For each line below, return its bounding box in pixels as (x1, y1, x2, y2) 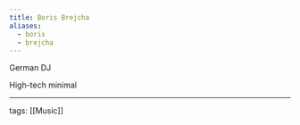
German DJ (9, 62, 52, 73)
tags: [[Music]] (9, 105, 64, 116)
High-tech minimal (9, 79, 78, 90)
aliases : (9, 21, 42, 30)
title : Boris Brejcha (9, 12, 90, 22)
